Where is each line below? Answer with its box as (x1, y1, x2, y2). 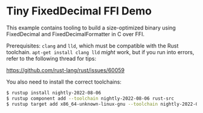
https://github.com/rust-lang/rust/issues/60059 (6, 66, 125, 73)
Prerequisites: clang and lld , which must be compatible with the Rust (6, 42, 179, 49)
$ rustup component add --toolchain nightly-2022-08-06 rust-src (6, 95, 174, 102)
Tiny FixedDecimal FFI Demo (6, 4, 152, 18)
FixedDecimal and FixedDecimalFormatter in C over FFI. (6, 30, 145, 37)
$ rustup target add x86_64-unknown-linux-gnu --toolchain (6, 101, 158, 107)
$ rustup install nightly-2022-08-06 (6, 90, 101, 96)
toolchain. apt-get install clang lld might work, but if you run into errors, (6, 48, 195, 55)
